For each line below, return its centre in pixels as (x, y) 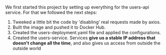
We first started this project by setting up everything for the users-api (77, 7)
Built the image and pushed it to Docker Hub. (59, 27)
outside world (27, 48)
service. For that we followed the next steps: (51, 12)
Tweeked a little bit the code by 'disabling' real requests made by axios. (87, 22)
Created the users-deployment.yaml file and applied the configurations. (87, 32)
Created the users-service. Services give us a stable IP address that (84, 38)
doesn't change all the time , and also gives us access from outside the (87, 43)
